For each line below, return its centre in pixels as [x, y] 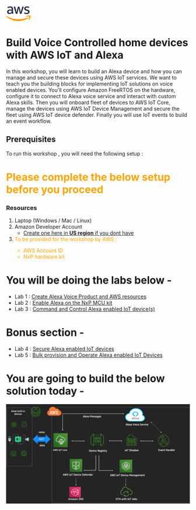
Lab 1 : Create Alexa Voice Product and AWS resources [80, 297]
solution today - [45, 391]
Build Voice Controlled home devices [97, 43]
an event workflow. [29, 121]
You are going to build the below [85, 379]
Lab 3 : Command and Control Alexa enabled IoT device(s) [85, 309]
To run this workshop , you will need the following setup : [75, 153]
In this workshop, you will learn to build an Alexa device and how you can [94, 71]
